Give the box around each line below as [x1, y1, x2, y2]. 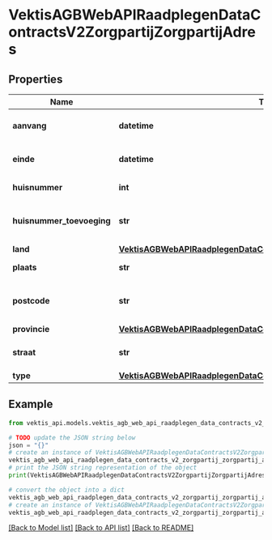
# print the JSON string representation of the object [8, 464, 198, 472]
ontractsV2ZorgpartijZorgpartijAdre [8, 23, 257, 41]
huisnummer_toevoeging [12, 215, 111, 226]
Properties [8, 72, 63, 86]
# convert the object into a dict [8, 486, 125, 494]
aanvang [12, 120, 47, 131]
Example [8, 398, 53, 411]
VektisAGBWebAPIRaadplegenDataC [8, 6, 261, 24]
